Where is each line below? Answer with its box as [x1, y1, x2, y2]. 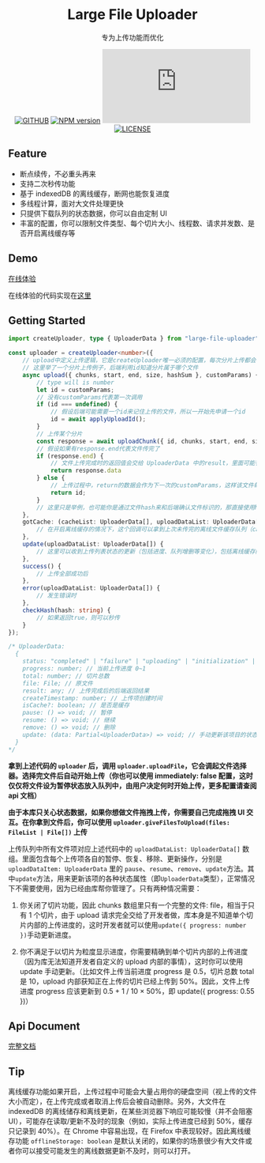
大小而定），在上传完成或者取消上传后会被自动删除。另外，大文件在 [8, 1097, 226, 1106]
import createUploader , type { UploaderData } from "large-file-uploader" [8, 334, 259, 343]
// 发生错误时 [36, 591, 77, 600]
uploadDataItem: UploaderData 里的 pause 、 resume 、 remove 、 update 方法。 [8, 863, 248, 873]
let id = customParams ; [36, 386, 114, 394]
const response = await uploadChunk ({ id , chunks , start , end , [36, 437, 248, 445]
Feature [8, 147, 47, 160]
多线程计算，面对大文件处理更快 [19, 198, 124, 208]
